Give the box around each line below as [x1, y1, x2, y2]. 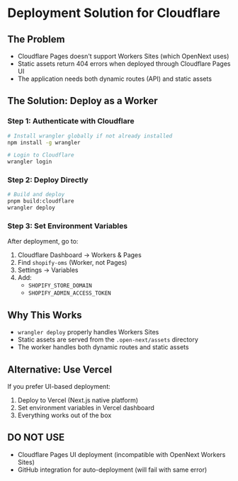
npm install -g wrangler [7, 139, 81, 146]
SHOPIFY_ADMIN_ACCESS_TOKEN [28, 290, 111, 297]
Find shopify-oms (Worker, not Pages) [17, 259, 127, 267]
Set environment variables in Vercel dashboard [17, 404, 154, 412]
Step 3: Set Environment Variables [7, 221, 128, 231]
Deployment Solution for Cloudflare [7, 5, 221, 21]
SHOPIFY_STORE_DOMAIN [28, 282, 92, 290]
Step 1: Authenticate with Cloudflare [7, 116, 135, 126]
